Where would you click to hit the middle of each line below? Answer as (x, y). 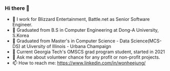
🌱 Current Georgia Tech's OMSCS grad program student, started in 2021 (88, 52)
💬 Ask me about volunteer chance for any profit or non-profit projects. (86, 57)
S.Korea (20, 36)
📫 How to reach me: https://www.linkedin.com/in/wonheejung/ (79, 63)
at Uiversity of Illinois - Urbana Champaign (66, 46)
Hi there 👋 (17, 8)
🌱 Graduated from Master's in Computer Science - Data (71, 41)
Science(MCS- (146, 41)
